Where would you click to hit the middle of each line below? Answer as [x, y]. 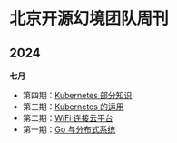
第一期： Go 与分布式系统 [69, 129]
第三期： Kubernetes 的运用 [73, 107]
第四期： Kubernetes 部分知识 [77, 95]
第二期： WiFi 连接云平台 [68, 118]
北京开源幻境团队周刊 [89, 19]
